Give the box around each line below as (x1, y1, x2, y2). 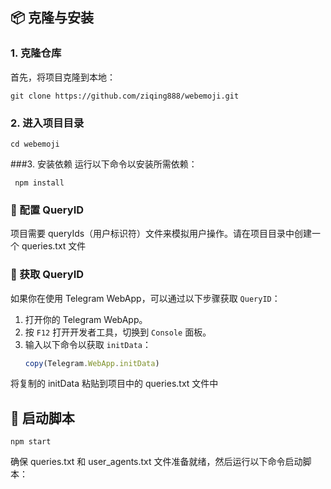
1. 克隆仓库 (10, 46, 62, 60)
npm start (10, 437, 52, 447)
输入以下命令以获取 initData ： (24, 338, 152, 350)
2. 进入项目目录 (10, 116, 85, 130)
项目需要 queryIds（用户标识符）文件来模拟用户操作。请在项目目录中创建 (10, 228, 313, 240)
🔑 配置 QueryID (10, 203, 85, 217)
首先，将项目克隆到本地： (10, 71, 116, 83)
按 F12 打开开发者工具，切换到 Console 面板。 (24, 326, 212, 338)
